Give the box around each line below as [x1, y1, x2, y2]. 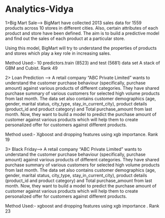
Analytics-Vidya [5, 3, 74, 15]
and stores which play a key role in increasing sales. [5, 50, 111, 56]
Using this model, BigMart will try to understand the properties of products [5, 45, 157, 51]
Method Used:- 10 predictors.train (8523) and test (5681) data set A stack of [5, 60, 161, 66]
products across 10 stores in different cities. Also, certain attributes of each [5, 25, 158, 31]
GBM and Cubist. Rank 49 [5, 65, 58, 71]
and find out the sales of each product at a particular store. [5, 36, 125, 41]
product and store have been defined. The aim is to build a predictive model [5, 30, 160, 36]
